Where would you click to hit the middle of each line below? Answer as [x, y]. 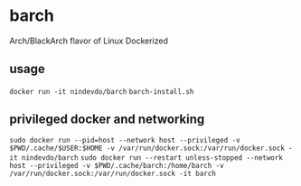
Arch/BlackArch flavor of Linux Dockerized [89, 41]
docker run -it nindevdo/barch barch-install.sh [102, 91]
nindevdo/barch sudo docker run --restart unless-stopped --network [152, 158]
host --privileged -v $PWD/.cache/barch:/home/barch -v [117, 165]
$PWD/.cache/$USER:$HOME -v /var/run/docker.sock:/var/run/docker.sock [147, 148]
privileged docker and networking [107, 120]
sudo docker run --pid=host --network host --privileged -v [125, 140]
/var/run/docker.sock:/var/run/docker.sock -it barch [113, 173]
